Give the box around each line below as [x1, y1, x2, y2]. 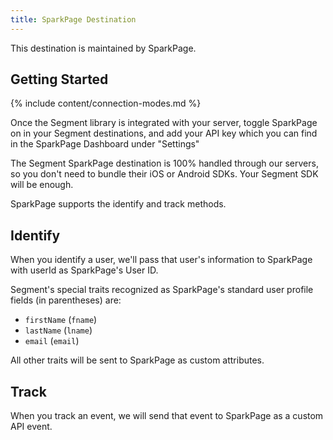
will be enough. [10, 179, 74, 191]
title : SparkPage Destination [10, 14, 137, 25]
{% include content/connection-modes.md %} [10, 97, 202, 110]
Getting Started [10, 71, 109, 88]
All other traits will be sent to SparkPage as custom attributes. [10, 354, 265, 366]
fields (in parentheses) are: [10, 294, 122, 306]
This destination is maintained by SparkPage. [10, 42, 197, 54]
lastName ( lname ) [24, 324, 93, 336]
